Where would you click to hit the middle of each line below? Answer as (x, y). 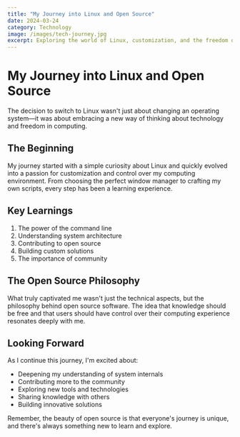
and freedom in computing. (47, 126)
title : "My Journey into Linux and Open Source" (81, 14)
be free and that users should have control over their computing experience (119, 313)
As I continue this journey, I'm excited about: (73, 361)
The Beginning (41, 148)
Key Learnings (40, 211)
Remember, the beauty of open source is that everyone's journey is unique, (118, 418)
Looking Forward (46, 343)
